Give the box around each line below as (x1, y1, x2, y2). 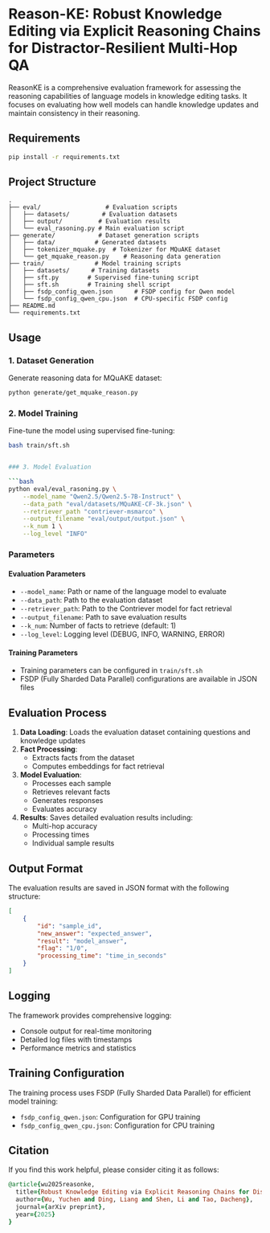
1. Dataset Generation (8, 354, 95, 366)
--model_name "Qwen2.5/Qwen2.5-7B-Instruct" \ (22, 492, 182, 501)
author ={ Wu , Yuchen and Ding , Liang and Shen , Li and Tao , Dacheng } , (15, 1195, 254, 1204)
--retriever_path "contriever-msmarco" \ (22, 507, 163, 515)
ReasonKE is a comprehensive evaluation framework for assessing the (8, 82, 241, 92)
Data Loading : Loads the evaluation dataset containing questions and (19, 727, 251, 737)
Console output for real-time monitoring (19, 1026, 153, 1035)
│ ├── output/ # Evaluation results (8, 218, 171, 226)
